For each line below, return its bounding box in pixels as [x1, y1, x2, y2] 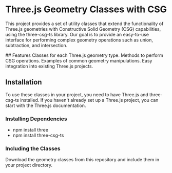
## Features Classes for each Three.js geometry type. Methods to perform [5, 52, 163, 58]
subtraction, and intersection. [5, 42, 68, 48]
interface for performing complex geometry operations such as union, [5, 37, 153, 43]
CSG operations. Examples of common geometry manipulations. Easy [5, 57, 152, 63]
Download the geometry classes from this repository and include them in [5, 157, 160, 163]
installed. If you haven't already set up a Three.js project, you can [20, 97, 159, 103]
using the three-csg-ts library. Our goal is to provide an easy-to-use [5, 31, 149, 37]
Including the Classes [5, 145, 61, 152]
